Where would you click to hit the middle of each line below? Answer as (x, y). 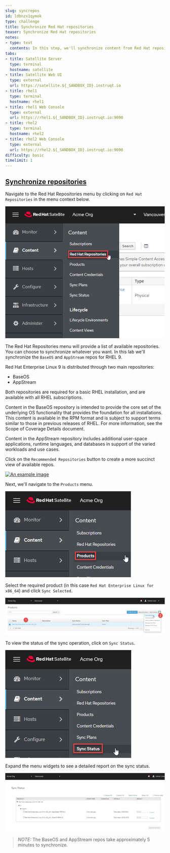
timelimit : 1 (19, 161)
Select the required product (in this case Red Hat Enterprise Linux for (79, 585)
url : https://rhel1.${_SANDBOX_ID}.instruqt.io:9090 (67, 118)
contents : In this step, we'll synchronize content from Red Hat (80, 48)
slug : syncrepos (22, 11)
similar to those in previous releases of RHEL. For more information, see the (84, 423)
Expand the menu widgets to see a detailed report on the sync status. (78, 766)
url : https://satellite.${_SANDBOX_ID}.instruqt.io (66, 86)
